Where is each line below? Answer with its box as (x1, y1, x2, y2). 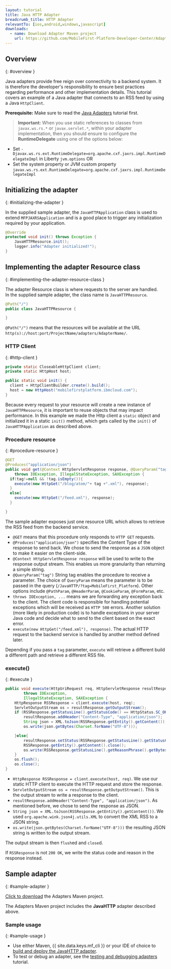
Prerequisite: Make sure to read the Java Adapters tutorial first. (5, 110, 139, 116)
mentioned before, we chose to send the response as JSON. (12, 802, 140, 808)
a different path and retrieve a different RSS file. (5, 652, 105, 658)
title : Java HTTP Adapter (5, 12, 60, 17)
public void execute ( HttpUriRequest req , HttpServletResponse (5, 686, 140, 691)
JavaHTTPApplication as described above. (5, 423, 93, 429)
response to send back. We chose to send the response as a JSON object (12, 544, 164, 551)
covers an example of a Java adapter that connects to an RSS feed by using (5, 94, 164, 100)
